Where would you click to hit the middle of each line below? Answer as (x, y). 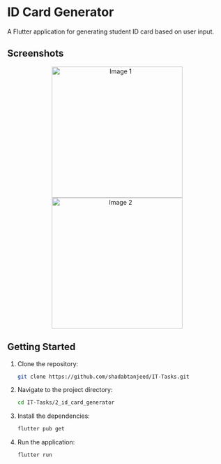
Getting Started (41, 347)
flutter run (35, 455)
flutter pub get (41, 429)
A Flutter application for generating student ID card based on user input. (111, 31)
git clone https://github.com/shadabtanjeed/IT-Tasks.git (103, 377)
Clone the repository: (48, 363)
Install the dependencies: (54, 416)
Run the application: (46, 442)
